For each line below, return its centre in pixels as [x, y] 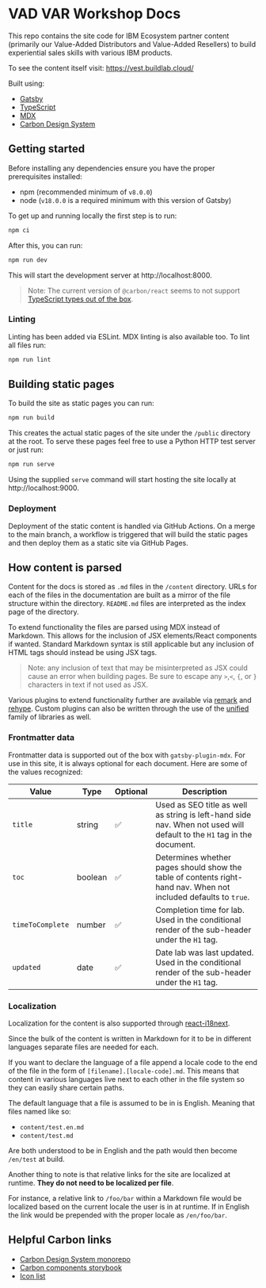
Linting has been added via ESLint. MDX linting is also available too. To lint [129, 336]
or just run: [26, 450]
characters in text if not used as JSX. [88, 685]
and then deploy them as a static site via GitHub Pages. [98, 542]
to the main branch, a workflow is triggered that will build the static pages [128, 534]
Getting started [47, 149]
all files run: [27, 345]
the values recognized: [46, 772]
